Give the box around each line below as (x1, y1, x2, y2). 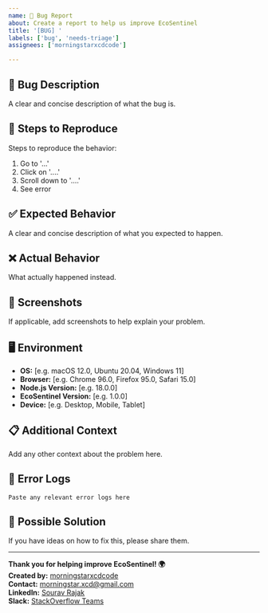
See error (19, 184, 52, 194)
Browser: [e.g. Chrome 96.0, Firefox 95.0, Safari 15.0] (19, 375, 196, 383)
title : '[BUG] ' (8, 26, 62, 34)
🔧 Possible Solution (8, 515, 106, 529)
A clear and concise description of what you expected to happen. (8, 228, 223, 238)
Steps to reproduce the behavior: (8, 143, 117, 152)
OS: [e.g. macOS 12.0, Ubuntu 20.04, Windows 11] (19, 366, 185, 375)
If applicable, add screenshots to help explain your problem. (8, 316, 206, 327)
